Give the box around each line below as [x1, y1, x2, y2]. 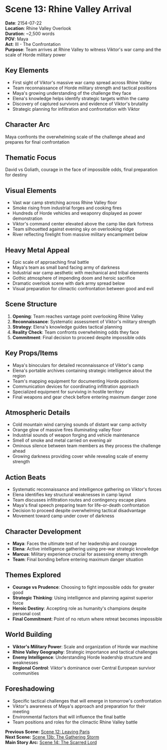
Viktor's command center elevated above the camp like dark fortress [12, 221, 154, 227]
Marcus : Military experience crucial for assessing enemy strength [12, 551, 148, 557]
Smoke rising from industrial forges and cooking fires [12, 205, 122, 211]
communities [12, 670, 39, 676]
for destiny [5, 172, 27, 178]
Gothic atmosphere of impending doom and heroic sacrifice [12, 275, 136, 281]
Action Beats [5, 473, 46, 482]
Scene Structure [5, 300, 57, 309]
